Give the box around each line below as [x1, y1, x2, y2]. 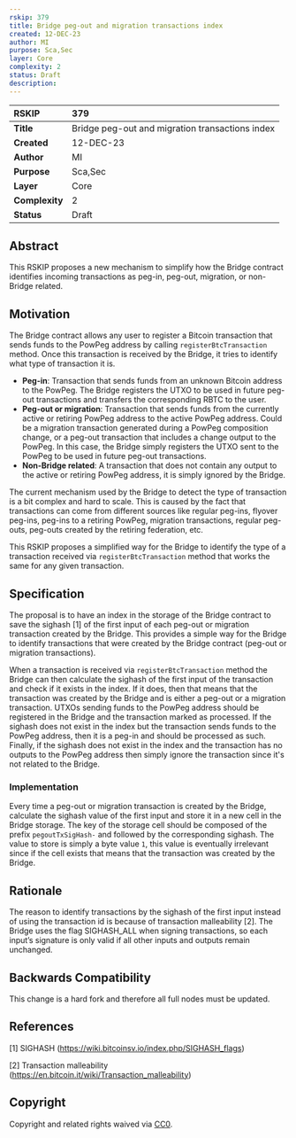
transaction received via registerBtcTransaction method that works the [9, 551, 270, 562]
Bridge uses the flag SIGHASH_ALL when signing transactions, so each [9, 925, 269, 936]
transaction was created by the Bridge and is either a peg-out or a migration [9, 693, 286, 704]
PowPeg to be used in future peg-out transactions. [21, 451, 207, 462]
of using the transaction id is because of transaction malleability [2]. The [9, 916, 274, 927]
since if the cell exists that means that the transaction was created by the [9, 848, 276, 859]
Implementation [9, 781, 80, 793]
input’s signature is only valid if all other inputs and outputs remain [9, 935, 250, 946]
